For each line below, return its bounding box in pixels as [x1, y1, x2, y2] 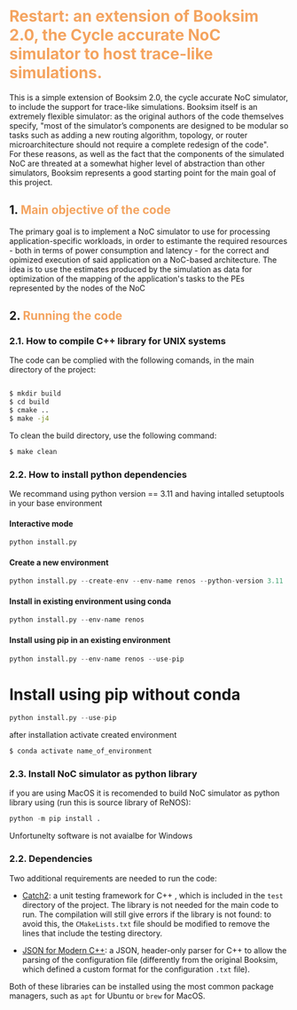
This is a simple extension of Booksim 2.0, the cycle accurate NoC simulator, [9, 91, 288, 103]
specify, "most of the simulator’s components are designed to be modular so [9, 120, 289, 130]
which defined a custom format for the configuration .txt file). [21, 964, 251, 975]
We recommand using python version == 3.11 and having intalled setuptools [9, 489, 285, 499]
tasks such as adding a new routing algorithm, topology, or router [9, 129, 248, 140]
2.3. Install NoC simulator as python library [9, 768, 198, 780]
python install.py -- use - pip [9, 714, 117, 723]
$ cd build [9, 397, 50, 407]
